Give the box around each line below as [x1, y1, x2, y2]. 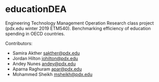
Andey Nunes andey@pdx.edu [12, 60, 76, 66]
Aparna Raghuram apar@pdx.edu [12, 66, 82, 72]
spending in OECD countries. [5, 30, 65, 36]
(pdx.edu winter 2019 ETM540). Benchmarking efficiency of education [5, 25, 151, 31]
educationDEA [5, 3, 67, 15]
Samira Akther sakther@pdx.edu [12, 50, 80, 56]
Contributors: [5, 40, 33, 46]
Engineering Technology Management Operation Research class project [5, 20, 154, 26]
